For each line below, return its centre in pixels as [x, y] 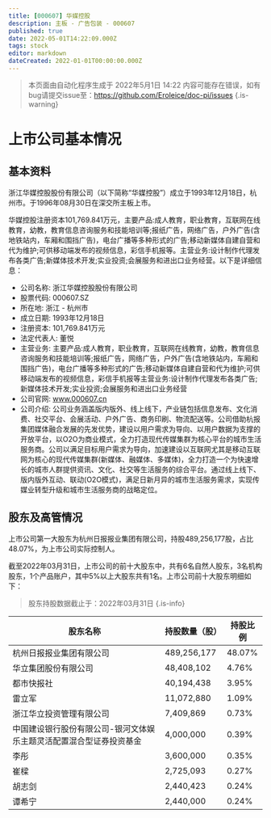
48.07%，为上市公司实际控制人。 [64, 548]
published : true [35, 31]
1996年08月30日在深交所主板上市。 [96, 202]
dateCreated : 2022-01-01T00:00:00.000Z [75, 61]
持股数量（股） [193, 631]
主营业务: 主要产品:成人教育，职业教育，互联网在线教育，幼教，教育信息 [140, 348]
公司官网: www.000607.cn [63, 398]
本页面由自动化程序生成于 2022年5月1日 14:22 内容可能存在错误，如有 [144, 85]
